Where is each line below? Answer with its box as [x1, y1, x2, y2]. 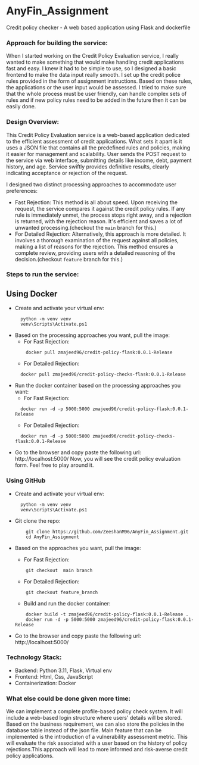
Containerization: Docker [14, 679, 76, 686]
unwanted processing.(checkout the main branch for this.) [14, 224, 157, 231]
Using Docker [6, 289, 58, 299]
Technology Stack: [6, 653, 62, 661]
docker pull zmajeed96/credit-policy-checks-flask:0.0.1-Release [20, 371, 186, 377]
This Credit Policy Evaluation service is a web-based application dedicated [6, 131, 189, 138]
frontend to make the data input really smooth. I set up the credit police [6, 71, 181, 79]
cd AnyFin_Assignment [26, 534, 79, 540]
